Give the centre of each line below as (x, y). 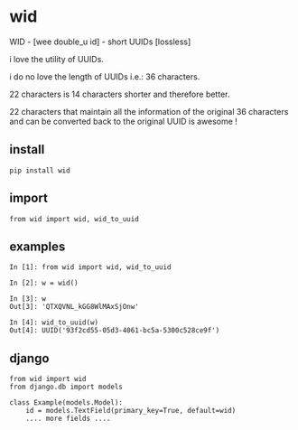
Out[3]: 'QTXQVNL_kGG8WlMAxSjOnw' (74, 307)
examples (37, 246)
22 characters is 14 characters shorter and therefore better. (120, 94)
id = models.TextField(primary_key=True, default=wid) (131, 411)
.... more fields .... (68, 419)
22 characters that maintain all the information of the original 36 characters (149, 111)
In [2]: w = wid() (44, 283)
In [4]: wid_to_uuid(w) (54, 322)
